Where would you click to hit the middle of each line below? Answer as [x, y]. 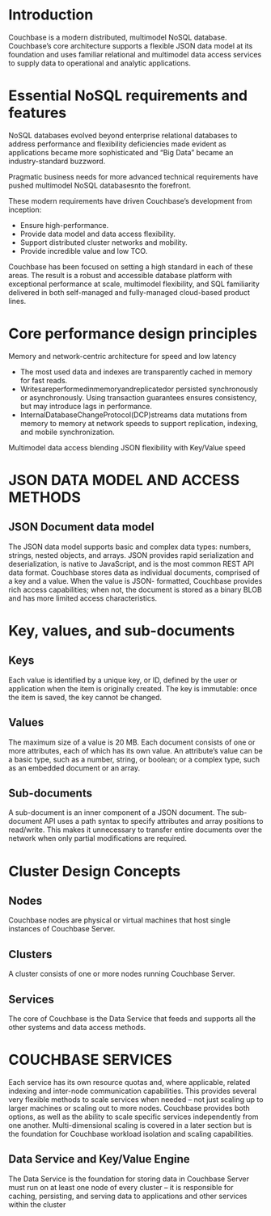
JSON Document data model [81, 527]
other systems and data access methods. [77, 1028]
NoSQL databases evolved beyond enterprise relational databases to [123, 135]
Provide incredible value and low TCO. [84, 251]
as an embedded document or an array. [74, 768]
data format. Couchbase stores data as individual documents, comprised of [134, 572]
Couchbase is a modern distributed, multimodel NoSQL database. [118, 37]
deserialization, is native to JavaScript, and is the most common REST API [131, 564]
